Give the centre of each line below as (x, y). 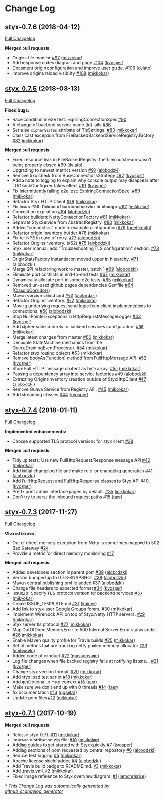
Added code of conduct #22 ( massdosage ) (56, 656)
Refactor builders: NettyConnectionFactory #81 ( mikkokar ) (71, 217)
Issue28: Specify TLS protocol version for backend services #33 (77, 593)
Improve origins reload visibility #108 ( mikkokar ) (60, 73)
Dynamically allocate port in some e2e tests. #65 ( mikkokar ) (73, 280)
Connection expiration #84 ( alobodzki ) (51, 211)
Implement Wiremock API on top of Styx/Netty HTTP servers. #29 (79, 614)
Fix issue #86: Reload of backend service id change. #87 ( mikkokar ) (81, 207)
